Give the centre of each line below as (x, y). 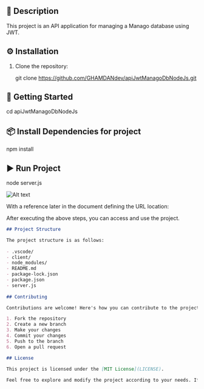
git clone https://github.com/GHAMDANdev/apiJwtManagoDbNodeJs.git (106, 78)
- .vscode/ (20, 252)
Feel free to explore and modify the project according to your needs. (99, 380)
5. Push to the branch (35, 341)
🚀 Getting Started (40, 97)
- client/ (19, 257)
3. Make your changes (34, 330)
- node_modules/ (27, 263)
